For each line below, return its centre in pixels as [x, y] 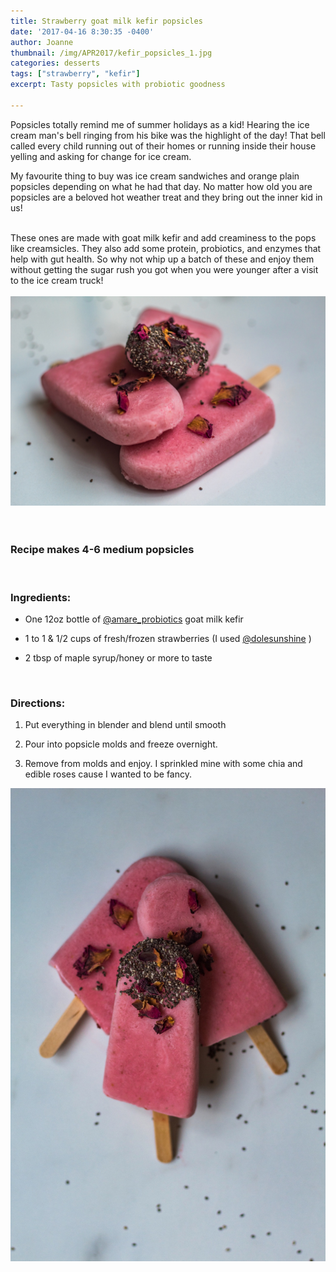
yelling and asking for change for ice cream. [101, 156]
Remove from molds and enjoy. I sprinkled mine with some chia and [163, 764]
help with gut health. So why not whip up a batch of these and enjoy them [162, 259]
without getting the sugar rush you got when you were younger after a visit [164, 269]
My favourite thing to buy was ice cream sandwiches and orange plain [155, 176]
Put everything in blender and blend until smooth [125, 725]
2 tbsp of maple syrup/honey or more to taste [118, 658]
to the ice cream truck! [57, 280]
